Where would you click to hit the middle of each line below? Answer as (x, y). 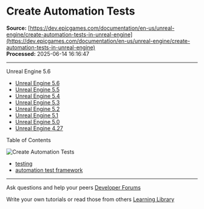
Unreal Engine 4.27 (39, 128)
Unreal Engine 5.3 (37, 102)
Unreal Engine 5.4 (38, 96)
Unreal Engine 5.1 (37, 115)
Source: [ (18, 28)
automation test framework (49, 170)
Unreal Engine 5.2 (37, 109)
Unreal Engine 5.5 (37, 89)
